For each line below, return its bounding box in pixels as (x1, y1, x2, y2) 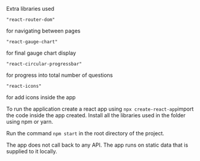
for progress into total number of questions (6, 71, 113, 79)
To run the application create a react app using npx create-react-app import (6, 105, 194, 112)
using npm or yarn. (6, 118, 53, 125)
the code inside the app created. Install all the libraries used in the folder (6, 112, 186, 119)
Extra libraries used (6, 5, 55, 12)
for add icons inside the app (6, 94, 76, 101)
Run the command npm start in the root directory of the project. (6, 130, 164, 137)
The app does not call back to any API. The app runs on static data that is (6, 141, 189, 148)
